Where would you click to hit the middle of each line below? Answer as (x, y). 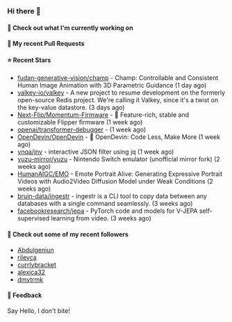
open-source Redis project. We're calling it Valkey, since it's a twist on (118, 100)
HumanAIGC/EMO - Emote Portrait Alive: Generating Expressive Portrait (120, 174)
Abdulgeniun (35, 250)
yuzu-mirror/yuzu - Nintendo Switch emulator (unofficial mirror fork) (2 (118, 159)
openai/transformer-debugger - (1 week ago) (82, 130)
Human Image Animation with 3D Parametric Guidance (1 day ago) (112, 86)
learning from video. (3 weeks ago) (101, 218)
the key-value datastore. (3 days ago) (71, 108)
